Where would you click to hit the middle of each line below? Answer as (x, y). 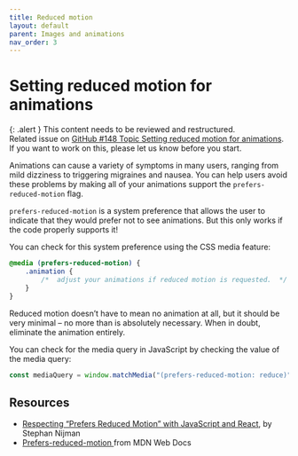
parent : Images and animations (67, 34)
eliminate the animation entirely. (67, 332)
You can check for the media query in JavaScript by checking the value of (145, 349)
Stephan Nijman (51, 433)
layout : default (39, 26)
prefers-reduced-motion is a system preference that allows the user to (137, 211)
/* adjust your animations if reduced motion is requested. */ (165, 279)
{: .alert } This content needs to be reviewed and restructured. (122, 130)
